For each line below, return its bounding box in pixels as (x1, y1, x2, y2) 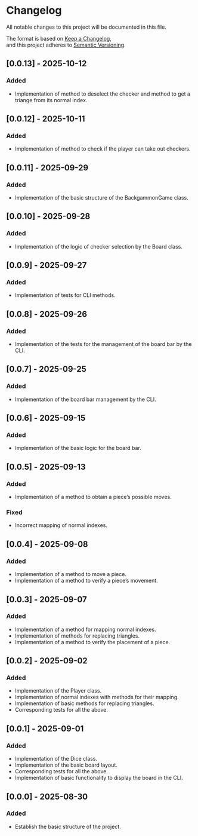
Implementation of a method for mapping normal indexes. (14, 626, 156, 633)
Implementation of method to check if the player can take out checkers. (14, 145, 191, 152)
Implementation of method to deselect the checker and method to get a (14, 90, 191, 97)
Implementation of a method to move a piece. (14, 571, 127, 578)
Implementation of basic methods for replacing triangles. (14, 700, 154, 707)
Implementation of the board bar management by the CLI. (14, 396, 156, 403)
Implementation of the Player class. (14, 687, 102, 694)
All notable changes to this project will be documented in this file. (6, 23, 167, 30)
